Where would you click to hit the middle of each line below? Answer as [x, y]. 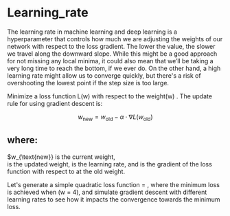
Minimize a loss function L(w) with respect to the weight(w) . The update [110, 96]
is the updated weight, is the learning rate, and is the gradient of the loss [110, 164]
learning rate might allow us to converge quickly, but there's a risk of [104, 75]
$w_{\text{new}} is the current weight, [61, 157]
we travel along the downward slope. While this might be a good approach [112, 54]
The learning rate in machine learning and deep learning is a [92, 32]
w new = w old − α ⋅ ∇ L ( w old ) [115, 117]
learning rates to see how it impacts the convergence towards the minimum [114, 199]
